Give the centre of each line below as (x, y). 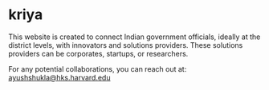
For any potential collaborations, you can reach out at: (98, 68)
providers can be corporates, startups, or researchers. (98, 53)
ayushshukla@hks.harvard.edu (59, 77)
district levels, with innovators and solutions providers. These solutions (126, 45)
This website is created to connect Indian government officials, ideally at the (134, 37)
